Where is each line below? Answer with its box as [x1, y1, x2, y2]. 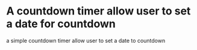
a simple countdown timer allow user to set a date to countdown [6, 37, 166, 44]
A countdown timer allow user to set [6, 4, 191, 18]
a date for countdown [6, 17, 116, 31]
